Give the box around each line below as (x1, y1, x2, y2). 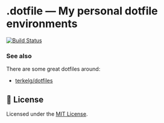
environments (6, 17, 78, 31)
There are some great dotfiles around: (6, 65, 101, 73)
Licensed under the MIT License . (6, 110, 88, 118)
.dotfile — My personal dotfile (6, 4, 158, 18)
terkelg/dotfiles (14, 77, 53, 85)
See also (6, 52, 32, 60)
